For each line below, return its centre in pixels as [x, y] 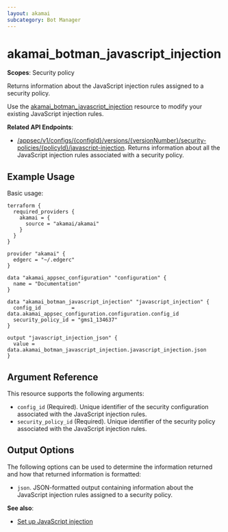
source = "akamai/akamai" [62, 224]
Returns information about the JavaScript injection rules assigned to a [105, 86]
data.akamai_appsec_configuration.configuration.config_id [93, 314]
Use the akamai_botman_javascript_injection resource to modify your [105, 106]
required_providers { [44, 212]
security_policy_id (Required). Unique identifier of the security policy [116, 421]
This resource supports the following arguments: [76, 394]
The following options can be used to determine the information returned [110, 467]
